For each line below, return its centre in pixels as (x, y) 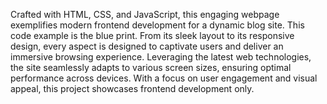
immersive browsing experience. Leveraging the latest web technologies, (161, 57)
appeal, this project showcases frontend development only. (132, 88)
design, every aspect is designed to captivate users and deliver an (147, 46)
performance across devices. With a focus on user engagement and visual (164, 78)
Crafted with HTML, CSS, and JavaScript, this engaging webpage (145, 14)
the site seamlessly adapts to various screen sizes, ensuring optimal (151, 67)
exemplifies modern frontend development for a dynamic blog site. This (157, 25)
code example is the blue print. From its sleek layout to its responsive (152, 35)
